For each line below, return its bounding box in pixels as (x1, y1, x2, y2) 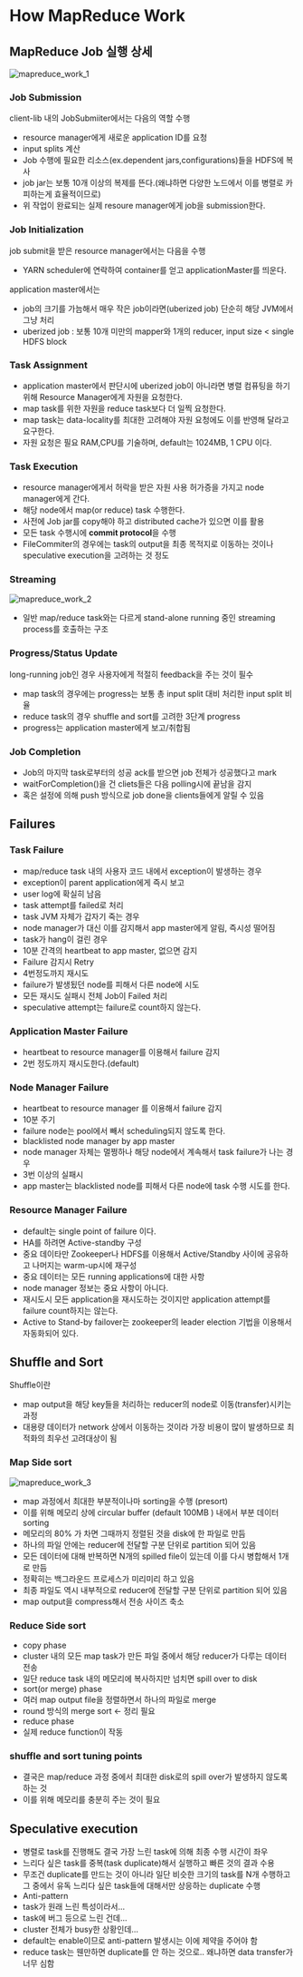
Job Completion (9, 745, 81, 758)
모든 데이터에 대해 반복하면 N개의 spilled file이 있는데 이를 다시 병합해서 (22, 1551, 277, 1561)
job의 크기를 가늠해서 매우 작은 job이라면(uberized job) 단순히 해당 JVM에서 (22, 303, 294, 314)
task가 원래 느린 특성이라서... (22, 1902, 126, 1913)
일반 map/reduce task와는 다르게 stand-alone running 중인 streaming (22, 612, 276, 623)
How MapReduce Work (9, 5, 185, 26)
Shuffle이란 (9, 1380, 52, 1391)
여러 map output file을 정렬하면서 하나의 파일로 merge (22, 1694, 217, 1706)
